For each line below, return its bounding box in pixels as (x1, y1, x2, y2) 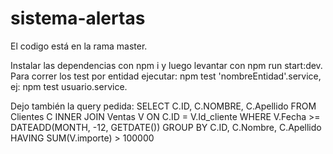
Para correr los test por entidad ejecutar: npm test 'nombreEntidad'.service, (10, 70, 322, 82)
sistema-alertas (10, 7, 146, 30)
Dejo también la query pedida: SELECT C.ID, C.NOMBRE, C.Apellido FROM (10, 100, 317, 112)
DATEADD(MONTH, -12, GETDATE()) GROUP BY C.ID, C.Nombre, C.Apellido (10, 121, 322, 133)
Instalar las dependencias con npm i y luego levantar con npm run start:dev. (10, 59, 323, 71)
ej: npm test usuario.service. (10, 80, 128, 92)
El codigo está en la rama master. (10, 40, 148, 52)
